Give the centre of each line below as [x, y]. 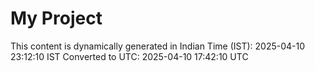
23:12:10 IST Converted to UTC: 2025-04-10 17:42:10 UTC [129, 56]
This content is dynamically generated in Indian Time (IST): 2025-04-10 [158, 46]
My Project [56, 18]
